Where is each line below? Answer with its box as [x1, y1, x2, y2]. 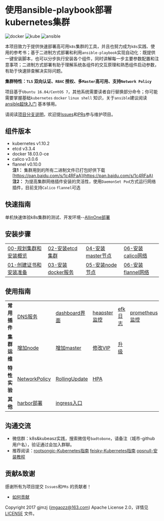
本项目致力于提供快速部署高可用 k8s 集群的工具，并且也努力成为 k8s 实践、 [5, 43, 151, 49]
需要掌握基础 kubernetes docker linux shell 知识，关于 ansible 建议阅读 [5, 95, 147, 100]
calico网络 [123, 252, 147, 259]
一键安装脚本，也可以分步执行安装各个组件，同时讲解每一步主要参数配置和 [5, 55, 155, 61]
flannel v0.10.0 [12, 161, 41, 167]
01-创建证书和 [7, 262, 42, 269]
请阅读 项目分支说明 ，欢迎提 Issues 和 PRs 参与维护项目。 [5, 111, 116, 117]
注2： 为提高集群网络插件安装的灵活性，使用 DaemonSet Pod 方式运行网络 [12, 178, 156, 184]
